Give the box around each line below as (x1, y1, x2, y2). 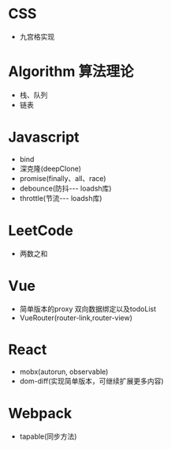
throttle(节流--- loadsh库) (19, 193, 102, 202)
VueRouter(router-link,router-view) (19, 313, 132, 323)
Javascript (8, 128, 80, 146)
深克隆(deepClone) (19, 164, 81, 173)
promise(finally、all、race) (19, 173, 106, 183)
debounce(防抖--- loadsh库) (19, 183, 112, 193)
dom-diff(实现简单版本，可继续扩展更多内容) (19, 376, 164, 386)
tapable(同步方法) (19, 432, 77, 441)
